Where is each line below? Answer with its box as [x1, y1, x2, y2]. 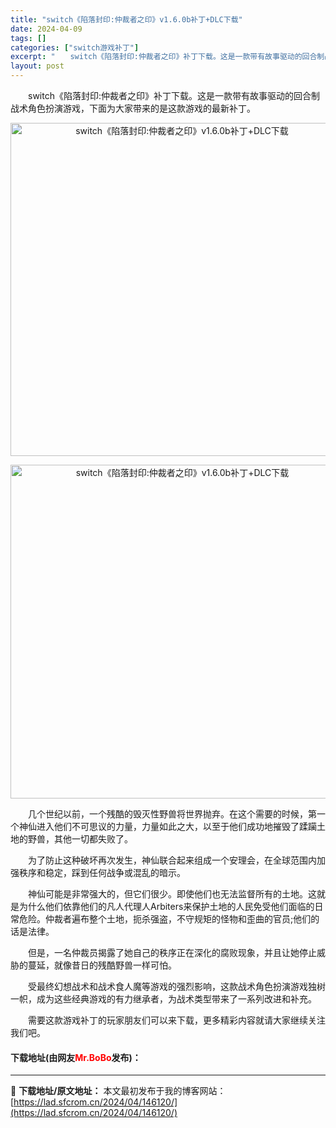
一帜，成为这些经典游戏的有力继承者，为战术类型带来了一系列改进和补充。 [10, 993, 317, 1005]
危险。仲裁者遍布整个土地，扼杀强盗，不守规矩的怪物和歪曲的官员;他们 [18, 913, 312, 925]
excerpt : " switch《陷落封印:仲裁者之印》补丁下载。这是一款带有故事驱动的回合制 [10, 52, 325, 62]
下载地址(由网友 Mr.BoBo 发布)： [10, 1051, 142, 1063]
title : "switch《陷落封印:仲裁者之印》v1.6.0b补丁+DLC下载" [10, 14, 243, 25]
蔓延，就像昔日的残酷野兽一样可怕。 [27, 959, 177, 971]
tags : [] [10, 33, 47, 43]
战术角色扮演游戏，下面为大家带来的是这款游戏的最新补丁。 [10, 102, 256, 114]
